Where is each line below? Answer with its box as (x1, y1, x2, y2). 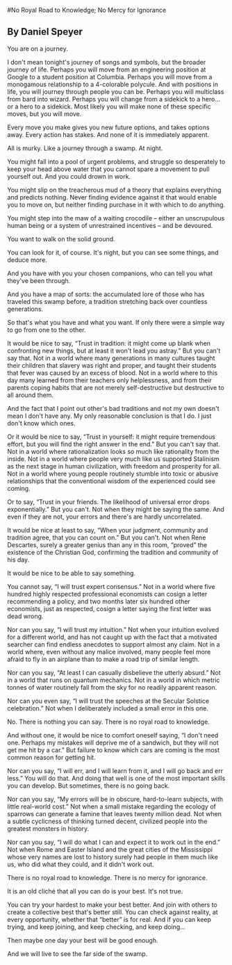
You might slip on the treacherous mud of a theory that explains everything (7, 186, 222, 194)
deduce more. (7, 255, 47, 263)
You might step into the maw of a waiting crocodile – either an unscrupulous (7, 213, 225, 222)
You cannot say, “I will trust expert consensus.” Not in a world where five (7, 582, 215, 590)
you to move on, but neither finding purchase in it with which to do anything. (7, 200, 226, 209)
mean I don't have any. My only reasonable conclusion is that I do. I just (7, 412, 212, 420)
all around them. (7, 391, 54, 399)
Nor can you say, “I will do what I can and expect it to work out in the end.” (7, 838, 221, 846)
